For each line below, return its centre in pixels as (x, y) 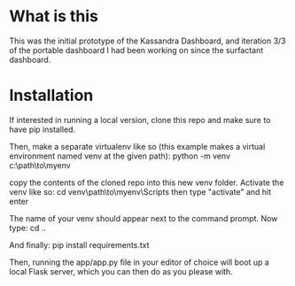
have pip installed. (43, 129)
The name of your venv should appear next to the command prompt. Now (144, 218)
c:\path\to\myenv (40, 165)
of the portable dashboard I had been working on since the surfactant (136, 50)
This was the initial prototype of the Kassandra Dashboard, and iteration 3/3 (147, 41)
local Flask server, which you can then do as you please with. (121, 271)
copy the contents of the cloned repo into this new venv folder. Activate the (147, 182)
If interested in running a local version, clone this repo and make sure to (140, 120)
